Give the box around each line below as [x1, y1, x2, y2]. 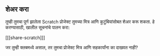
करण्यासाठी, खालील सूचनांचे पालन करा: [5, 24, 70, 31]
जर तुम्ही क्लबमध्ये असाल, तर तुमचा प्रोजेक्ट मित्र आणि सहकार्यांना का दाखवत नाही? [5, 44, 138, 50]
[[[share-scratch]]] [5, 34, 45, 41]
